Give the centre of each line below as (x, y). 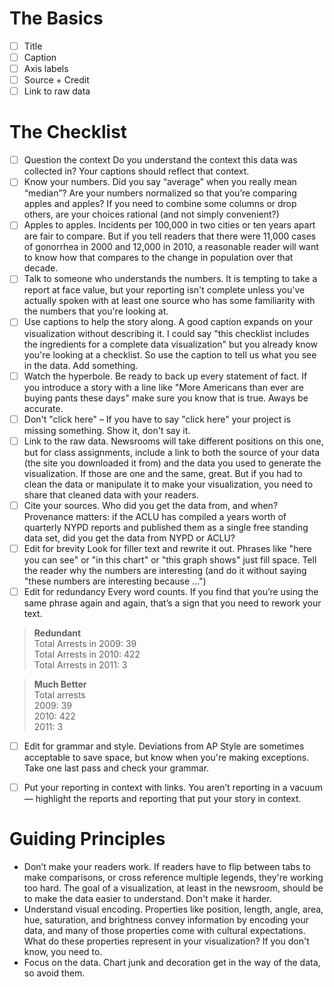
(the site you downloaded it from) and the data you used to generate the (172, 463)
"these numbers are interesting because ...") (115, 581)
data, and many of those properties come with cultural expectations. (164, 930)
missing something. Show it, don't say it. (107, 430)
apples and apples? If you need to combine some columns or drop (160, 204)
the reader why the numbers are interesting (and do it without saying (165, 570)
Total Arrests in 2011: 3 (80, 664)
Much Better (60, 684)
